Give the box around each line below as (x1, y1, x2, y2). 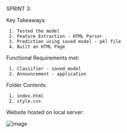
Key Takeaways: (6, 17, 47, 23)
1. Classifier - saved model (8, 66, 82, 72)
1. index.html (8, 93, 44, 99)
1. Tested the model (8, 28, 60, 34)
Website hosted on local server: (6, 109, 85, 116)
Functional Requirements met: (6, 54, 80, 61)
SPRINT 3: (6, 5, 32, 12)
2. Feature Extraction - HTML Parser (8, 33, 103, 39)
